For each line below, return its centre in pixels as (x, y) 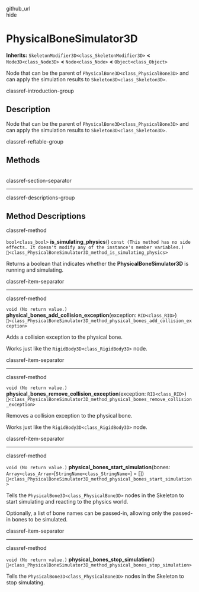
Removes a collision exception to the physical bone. (69, 416)
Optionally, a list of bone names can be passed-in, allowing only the (89, 513)
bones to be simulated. (40, 520)
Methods (23, 160)
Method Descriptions (46, 216)
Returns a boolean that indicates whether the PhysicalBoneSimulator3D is (97, 264)
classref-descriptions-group (41, 198)
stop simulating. (26, 583)
